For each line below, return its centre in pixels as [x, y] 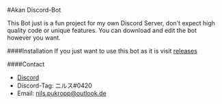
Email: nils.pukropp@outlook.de [62, 93]
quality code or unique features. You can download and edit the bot [102, 30]
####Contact [26, 64]
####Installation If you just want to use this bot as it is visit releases [102, 51]
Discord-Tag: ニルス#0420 [54, 86]
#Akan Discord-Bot [34, 10]
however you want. [34, 38]
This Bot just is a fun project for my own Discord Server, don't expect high [111, 23]
